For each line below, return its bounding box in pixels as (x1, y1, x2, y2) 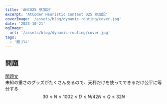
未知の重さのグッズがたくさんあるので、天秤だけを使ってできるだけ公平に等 (5, 79, 162, 85)
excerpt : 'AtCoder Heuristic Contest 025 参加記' (5, 12, 108, 17)
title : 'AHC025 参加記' (5, 7, 52, 12)
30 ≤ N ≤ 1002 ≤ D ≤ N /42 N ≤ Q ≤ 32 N (42, 94, 125, 100)
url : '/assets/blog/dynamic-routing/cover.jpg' (9, 30, 111, 35)
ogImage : (5, 26, 23, 31)
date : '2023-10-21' (5, 21, 46, 26)
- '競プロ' (9, 40, 30, 45)
